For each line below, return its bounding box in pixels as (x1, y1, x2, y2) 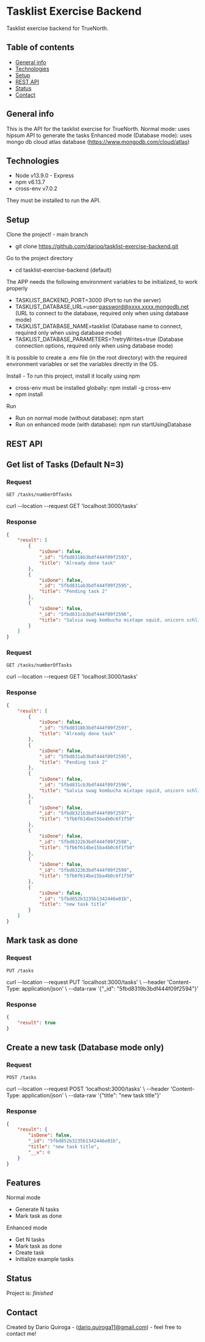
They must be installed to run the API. (6, 197, 101, 204)
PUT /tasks (6, 967, 34, 974)
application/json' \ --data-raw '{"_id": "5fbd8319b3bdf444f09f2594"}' (21, 985, 199, 992)
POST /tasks (6, 1075, 37, 1081)
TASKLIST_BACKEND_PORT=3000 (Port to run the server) (15, 297, 162, 304)
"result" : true (17, 1020, 56, 1026)
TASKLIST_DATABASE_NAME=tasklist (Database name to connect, (15, 322, 183, 330)
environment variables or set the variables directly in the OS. (6, 360, 159, 368)
